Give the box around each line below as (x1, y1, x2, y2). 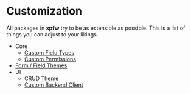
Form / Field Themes (15, 62, 68, 69)
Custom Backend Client (24, 81, 83, 89)
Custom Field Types (24, 49, 75, 56)
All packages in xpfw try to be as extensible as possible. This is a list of (6, 24, 186, 32)
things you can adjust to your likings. (6, 30, 99, 38)
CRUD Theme (24, 75, 59, 82)
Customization (6, 4, 82, 18)
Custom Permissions (24, 55, 76, 62)
